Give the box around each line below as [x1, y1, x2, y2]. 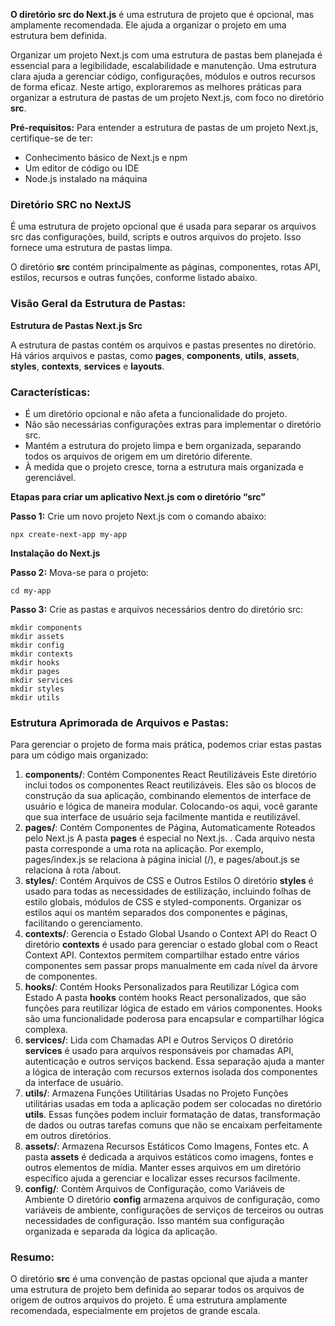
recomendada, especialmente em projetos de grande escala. [10, 1305, 261, 1317]
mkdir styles [10, 684, 65, 694]
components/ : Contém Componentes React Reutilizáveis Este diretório [24, 769, 317, 781]
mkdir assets [10, 631, 65, 641]
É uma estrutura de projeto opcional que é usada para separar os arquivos [10, 220, 317, 233]
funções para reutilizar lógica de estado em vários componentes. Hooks [24, 1002, 323, 1014]
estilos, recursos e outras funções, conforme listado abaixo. [10, 272, 258, 284]
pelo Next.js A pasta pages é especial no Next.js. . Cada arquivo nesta [24, 832, 316, 844]
